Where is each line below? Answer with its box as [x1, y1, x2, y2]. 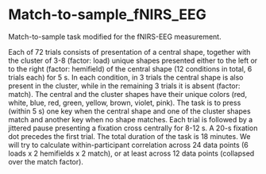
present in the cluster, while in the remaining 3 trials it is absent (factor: [8, 81, 241, 91]
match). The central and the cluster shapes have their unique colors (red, [8, 89, 248, 99]
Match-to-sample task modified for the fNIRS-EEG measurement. [8, 32, 222, 41]
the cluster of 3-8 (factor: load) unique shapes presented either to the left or [8, 56, 258, 65]
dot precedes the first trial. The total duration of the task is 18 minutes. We [8, 131, 251, 141]
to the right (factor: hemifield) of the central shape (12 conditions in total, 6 [8, 64, 253, 73]
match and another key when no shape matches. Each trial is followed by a [8, 114, 253, 124]
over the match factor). [8, 157, 83, 166]
